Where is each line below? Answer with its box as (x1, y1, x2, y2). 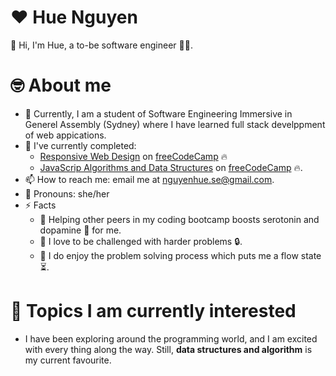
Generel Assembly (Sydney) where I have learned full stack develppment (24, 118, 326, 130)
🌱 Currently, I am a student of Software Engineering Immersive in (24, 107, 293, 120)
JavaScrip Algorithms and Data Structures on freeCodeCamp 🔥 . (39, 161, 303, 173)
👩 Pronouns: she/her (24, 187, 110, 200)
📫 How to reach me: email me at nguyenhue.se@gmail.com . (24, 173, 275, 185)
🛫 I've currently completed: (24, 139, 137, 151)
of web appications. (24, 129, 107, 141)
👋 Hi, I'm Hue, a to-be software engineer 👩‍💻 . (10, 39, 193, 51)
